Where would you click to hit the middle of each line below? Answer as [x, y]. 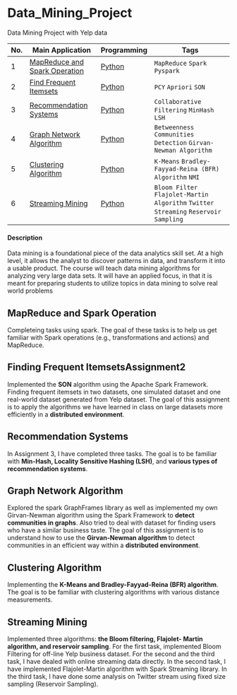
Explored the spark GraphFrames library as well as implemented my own [113, 508]
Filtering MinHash [184, 110]
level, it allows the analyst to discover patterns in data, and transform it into [116, 261]
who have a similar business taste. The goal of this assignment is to [105, 530]
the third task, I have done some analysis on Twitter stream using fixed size [116, 677]
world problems [30, 291]
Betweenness [174, 127]
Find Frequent [53, 82]
